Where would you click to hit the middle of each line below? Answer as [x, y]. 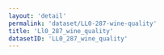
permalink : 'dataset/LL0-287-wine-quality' [83, 23]
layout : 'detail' [38, 16]
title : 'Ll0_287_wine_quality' [61, 31]
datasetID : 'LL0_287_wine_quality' [68, 38]
